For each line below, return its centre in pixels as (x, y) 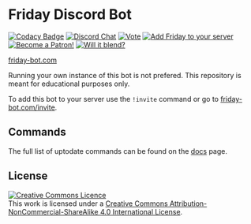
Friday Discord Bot (70, 15)
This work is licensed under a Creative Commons (88, 203)
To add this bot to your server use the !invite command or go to (114, 99)
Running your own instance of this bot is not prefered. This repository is (125, 75)
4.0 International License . (141, 211)
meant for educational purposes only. (69, 84)
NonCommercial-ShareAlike (53, 211)
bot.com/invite (32, 107)
